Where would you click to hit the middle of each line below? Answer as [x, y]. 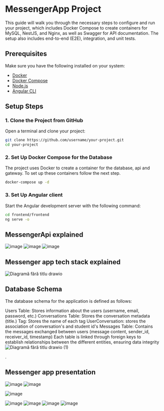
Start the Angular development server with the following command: [73, 206]
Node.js [20, 86]
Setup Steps [24, 107]
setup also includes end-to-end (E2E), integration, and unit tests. [71, 38]
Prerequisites [26, 54]
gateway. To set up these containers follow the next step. [63, 173]
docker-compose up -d [27, 182]
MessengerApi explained [44, 235]
